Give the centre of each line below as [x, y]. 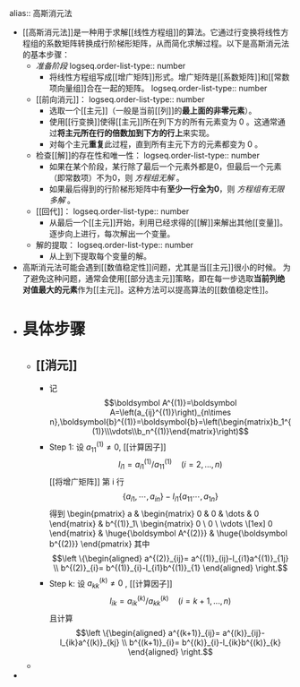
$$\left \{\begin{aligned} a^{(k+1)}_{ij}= [148, 632]
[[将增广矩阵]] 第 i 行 [87, 481]
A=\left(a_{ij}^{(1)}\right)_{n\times [170, 412]
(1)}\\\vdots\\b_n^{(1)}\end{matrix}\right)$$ [170, 431]
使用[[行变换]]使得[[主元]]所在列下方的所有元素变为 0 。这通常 [163, 122]
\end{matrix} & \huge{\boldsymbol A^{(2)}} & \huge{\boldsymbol [168, 533]
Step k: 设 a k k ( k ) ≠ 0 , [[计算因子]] [111, 584]
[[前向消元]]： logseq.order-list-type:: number [120, 99]
